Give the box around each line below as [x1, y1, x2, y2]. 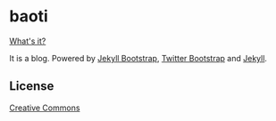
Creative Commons [9, 102, 80, 113]
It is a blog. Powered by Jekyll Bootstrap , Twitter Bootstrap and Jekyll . [9, 52, 268, 63]
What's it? [9, 36, 46, 46]
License [9, 78, 54, 94]
